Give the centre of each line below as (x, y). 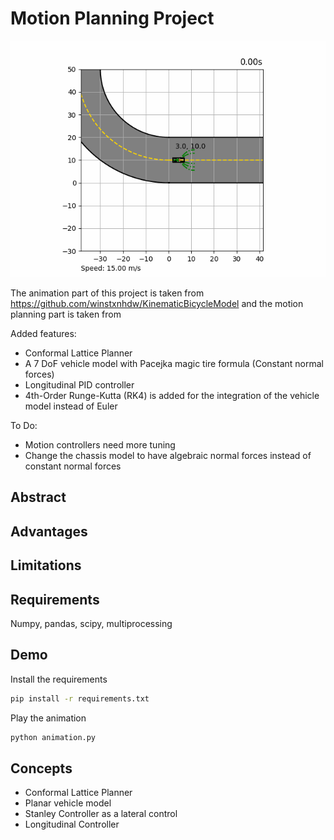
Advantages (49, 531)
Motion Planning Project (112, 18)
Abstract (38, 497)
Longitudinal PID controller (79, 384)
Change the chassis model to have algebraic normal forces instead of (168, 455)
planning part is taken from (66, 314)
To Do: (24, 425)
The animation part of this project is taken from (107, 293)
